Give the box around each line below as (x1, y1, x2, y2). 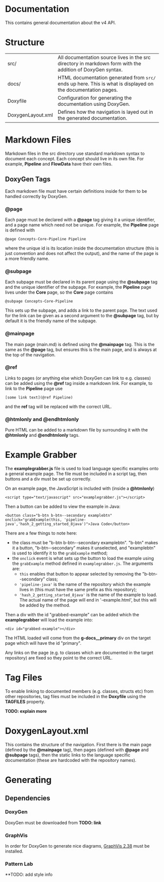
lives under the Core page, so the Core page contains (5, 289, 113, 295)
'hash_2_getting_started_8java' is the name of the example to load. (19, 592, 157, 598)
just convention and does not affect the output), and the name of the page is (5, 250, 159, 256)
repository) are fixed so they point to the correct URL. (5, 655, 113, 661)
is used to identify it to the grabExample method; (12, 550, 108, 556)
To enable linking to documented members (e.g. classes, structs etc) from (5, 688, 154, 694)
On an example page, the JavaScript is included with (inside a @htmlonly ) (5, 485, 155, 491)
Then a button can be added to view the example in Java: (5, 504, 121, 509)
